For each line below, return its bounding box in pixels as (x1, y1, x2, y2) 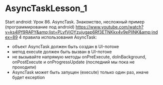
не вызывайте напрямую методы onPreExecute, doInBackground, (12, 54, 147, 59)
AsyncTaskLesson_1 (5, 3, 87, 14)
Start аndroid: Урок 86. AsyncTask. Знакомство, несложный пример (5, 19, 145, 25)
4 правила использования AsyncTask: (18, 34, 97, 40)
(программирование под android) (5, 24, 75, 29)
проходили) (12, 64, 36, 70)
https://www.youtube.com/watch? (75, 24, 144, 29)
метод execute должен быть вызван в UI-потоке (12, 49, 112, 55)
